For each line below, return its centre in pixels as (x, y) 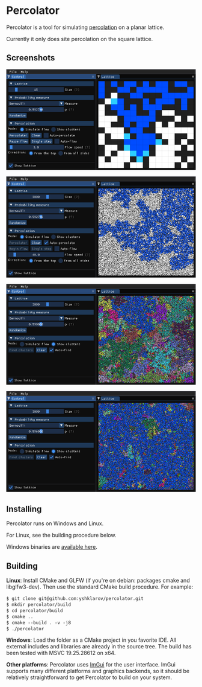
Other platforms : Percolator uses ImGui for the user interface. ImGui (91, 665)
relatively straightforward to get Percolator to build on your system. (89, 677)
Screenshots (31, 58)
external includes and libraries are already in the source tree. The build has (99, 647)
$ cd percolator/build (35, 611)
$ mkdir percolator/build (38, 605)
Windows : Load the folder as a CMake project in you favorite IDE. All (91, 640)
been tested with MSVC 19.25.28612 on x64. (61, 653)
